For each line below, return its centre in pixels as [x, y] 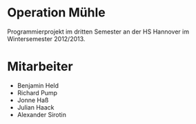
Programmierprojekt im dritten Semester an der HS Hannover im [98, 32]
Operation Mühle [56, 13]
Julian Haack [36, 107]
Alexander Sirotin [42, 114]
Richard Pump [37, 92]
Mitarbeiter [40, 67]
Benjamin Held [38, 85]
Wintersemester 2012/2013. [46, 38]
